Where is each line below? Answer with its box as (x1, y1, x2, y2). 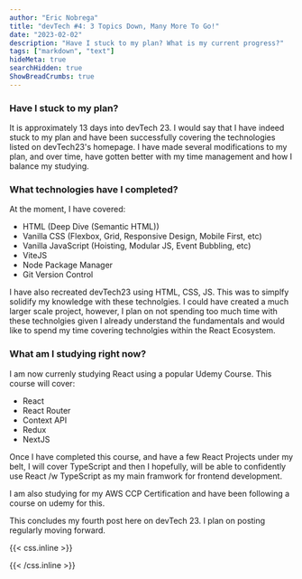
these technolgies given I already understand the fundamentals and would (9, 315, 286, 326)
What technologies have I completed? (9, 182, 178, 195)
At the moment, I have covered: (9, 204, 126, 215)
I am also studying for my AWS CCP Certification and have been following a (9, 488, 290, 499)
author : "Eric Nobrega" (9, 13, 99, 23)
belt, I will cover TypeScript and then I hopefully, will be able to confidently (9, 461, 287, 472)
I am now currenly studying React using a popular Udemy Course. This (9, 368, 272, 379)
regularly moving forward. (9, 525, 106, 536)
